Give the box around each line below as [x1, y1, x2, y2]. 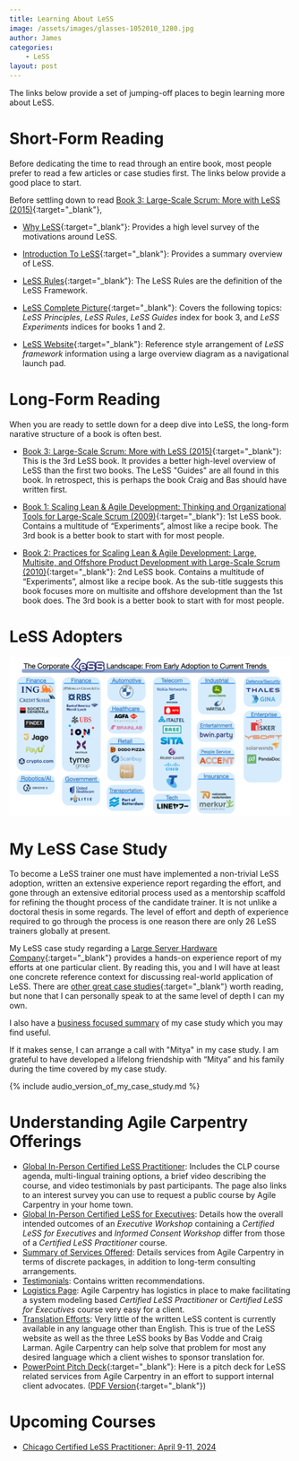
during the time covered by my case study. [9, 1063, 167, 1074]
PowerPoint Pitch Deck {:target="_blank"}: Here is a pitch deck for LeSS [21, 1361, 286, 1372]
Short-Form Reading [9, 128, 164, 149]
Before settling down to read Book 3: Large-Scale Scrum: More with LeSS [9, 194, 281, 206]
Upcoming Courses [9, 1412, 157, 1432]
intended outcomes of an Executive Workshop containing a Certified [21, 1219, 275, 1229]
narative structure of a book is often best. [9, 428, 163, 439]
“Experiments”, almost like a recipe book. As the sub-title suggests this [21, 575, 284, 587]
